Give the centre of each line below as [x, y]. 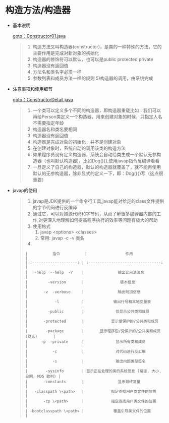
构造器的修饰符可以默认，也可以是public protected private [93, 59]
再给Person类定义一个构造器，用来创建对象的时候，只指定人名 [97, 116]
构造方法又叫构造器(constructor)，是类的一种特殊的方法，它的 [97, 46]
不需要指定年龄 [48, 123]
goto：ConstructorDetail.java [43, 99]
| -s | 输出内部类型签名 [86, 361]
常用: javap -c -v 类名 [62, 238]
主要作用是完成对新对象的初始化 [66, 53]
